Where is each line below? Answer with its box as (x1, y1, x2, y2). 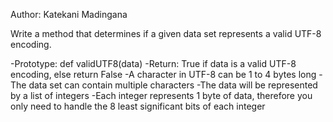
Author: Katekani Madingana (10, 9, 128, 20)
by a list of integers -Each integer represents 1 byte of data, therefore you (10, 90, 313, 101)
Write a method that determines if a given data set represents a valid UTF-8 (10, 28, 322, 39)
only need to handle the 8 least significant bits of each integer (10, 100, 266, 112)
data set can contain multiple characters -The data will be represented (28, 79, 318, 91)
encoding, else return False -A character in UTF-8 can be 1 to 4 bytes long (10, 69, 317, 80)
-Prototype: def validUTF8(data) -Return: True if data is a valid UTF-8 (10, 58, 297, 69)
